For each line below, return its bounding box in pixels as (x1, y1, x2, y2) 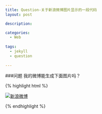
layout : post (5, 12, 32, 17)
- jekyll (9, 49, 28, 54)
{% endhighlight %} (5, 103, 46, 109)
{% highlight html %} (5, 82, 48, 88)
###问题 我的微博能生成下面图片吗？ (5, 72, 81, 78)
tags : (5, 44, 16, 49)
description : (5, 21, 32, 26)
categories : (5, 30, 30, 35)
